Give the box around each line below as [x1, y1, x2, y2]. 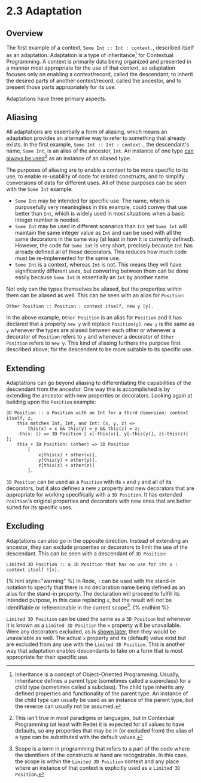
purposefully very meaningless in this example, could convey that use [14, 204, 187, 211]
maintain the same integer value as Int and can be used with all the [14, 229, 181, 237]
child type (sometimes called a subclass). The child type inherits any [14, 683, 184, 691]
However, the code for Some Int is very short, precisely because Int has [14, 242, 193, 249]
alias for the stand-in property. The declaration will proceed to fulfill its [6, 590, 180, 597]
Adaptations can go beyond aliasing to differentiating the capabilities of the [6, 379, 191, 386]
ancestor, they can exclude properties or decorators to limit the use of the [6, 543, 188, 551]
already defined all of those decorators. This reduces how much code [14, 248, 187, 256]
